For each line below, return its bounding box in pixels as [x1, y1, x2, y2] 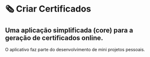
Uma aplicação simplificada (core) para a [5, 26, 133, 34]
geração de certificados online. [5, 34, 103, 42]
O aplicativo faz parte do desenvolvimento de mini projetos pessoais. [5, 47, 145, 52]
